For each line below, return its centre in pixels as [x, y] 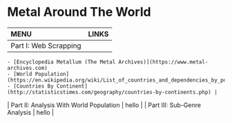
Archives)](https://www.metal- [163, 62]
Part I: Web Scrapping [46, 46]
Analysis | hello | [31, 112]
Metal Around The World [79, 12]
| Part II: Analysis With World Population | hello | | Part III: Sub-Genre [104, 105]
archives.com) [28, 68]
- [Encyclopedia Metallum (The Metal [61, 62]
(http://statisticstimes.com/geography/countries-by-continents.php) [109, 92]
